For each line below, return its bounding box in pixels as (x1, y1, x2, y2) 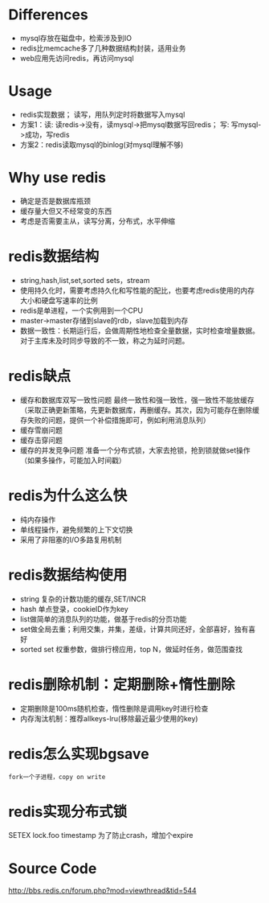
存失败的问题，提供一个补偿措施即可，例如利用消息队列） (19, 415, 210, 425)
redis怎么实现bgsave (8, 745, 150, 763)
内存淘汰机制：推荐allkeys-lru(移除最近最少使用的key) (19, 713, 198, 723)
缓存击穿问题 (19, 435, 63, 445)
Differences (8, 6, 88, 24)
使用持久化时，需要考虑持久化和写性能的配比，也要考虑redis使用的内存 (19, 285, 255, 295)
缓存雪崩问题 (19, 425, 63, 435)
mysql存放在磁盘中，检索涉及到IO (19, 33, 132, 43)
